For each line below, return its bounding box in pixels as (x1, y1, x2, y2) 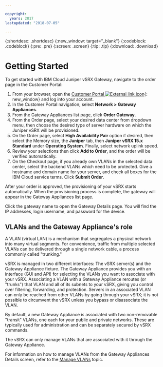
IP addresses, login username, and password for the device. (5, 208, 126, 215)
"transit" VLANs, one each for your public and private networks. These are (5, 317, 155, 323)
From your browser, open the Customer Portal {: (12, 91, 147, 97)
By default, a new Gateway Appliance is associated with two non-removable (5, 312, 158, 318)
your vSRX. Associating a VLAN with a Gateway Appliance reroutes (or (5, 276, 146, 282)
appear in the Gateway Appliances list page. (5, 194, 93, 200)
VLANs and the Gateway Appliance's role (5, 223, 133, 231)
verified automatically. (12, 153, 57, 159)
